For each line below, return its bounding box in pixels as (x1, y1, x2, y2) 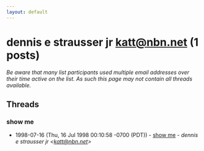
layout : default (6, 9, 48, 15)
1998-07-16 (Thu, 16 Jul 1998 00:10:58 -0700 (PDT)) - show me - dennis (15, 131, 198, 139)
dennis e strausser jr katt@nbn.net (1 (6, 35, 199, 49)
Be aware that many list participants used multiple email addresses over (6, 68, 190, 76)
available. (6, 81, 32, 89)
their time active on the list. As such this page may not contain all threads (6, 75, 193, 83)
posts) (6, 48, 40, 62)
